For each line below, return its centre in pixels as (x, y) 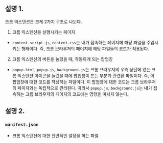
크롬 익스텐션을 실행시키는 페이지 (44, 32)
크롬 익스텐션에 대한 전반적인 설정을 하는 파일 (55, 135)
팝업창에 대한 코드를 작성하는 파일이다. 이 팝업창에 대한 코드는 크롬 (75, 82)
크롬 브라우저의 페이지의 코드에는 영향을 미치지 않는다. (77, 94)
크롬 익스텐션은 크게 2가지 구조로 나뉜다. (44, 22)
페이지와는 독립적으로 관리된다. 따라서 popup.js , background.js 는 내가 (85, 88)
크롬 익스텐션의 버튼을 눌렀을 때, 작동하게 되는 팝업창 (62, 59)
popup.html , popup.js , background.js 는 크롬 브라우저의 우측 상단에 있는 (81, 69)
